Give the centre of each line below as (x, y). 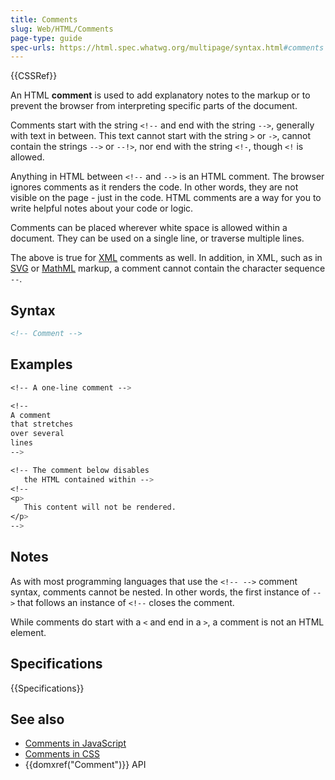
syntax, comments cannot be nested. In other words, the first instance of (160, 592)
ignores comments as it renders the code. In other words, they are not (154, 187)
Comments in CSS (62, 754)
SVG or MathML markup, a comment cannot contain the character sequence (168, 268)
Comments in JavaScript (75, 743)
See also (37, 719)
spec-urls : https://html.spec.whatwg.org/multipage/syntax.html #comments (167, 47)
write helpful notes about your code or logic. (102, 208)
